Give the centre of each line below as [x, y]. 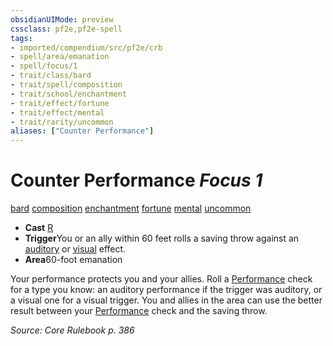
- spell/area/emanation [60, 57]
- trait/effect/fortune [60, 103]
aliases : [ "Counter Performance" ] [82, 131]
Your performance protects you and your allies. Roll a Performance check [161, 279]
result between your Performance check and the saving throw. [139, 311]
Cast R [39, 228]
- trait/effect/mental [57, 112]
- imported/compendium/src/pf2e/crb [86, 47]
